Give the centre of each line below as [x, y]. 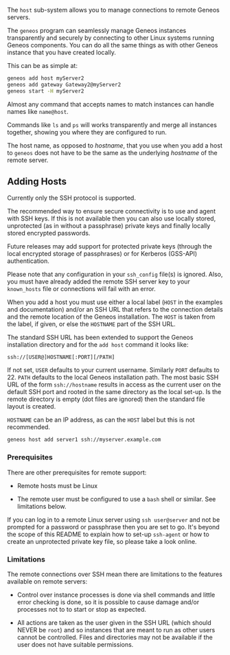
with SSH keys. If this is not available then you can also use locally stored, [112, 218]
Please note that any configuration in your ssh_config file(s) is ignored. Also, [115, 275]
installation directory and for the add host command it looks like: [98, 345]
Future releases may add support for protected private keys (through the [110, 246]
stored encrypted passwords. [49, 233]
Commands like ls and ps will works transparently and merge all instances [112, 125]
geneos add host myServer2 [46, 78]
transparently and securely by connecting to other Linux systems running [111, 38]
